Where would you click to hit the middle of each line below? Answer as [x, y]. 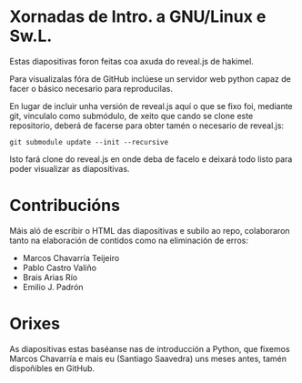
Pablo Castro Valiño [60, 267]
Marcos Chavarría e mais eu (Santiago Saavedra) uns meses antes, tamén [148, 358]
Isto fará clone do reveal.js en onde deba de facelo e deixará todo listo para [151, 159]
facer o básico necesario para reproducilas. [91, 88]
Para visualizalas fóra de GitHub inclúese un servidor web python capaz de [150, 78]
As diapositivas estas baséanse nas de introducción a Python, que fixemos [150, 348]
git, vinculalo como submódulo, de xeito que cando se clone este [131, 116]
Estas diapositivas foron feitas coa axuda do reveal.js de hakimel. [132, 61]
